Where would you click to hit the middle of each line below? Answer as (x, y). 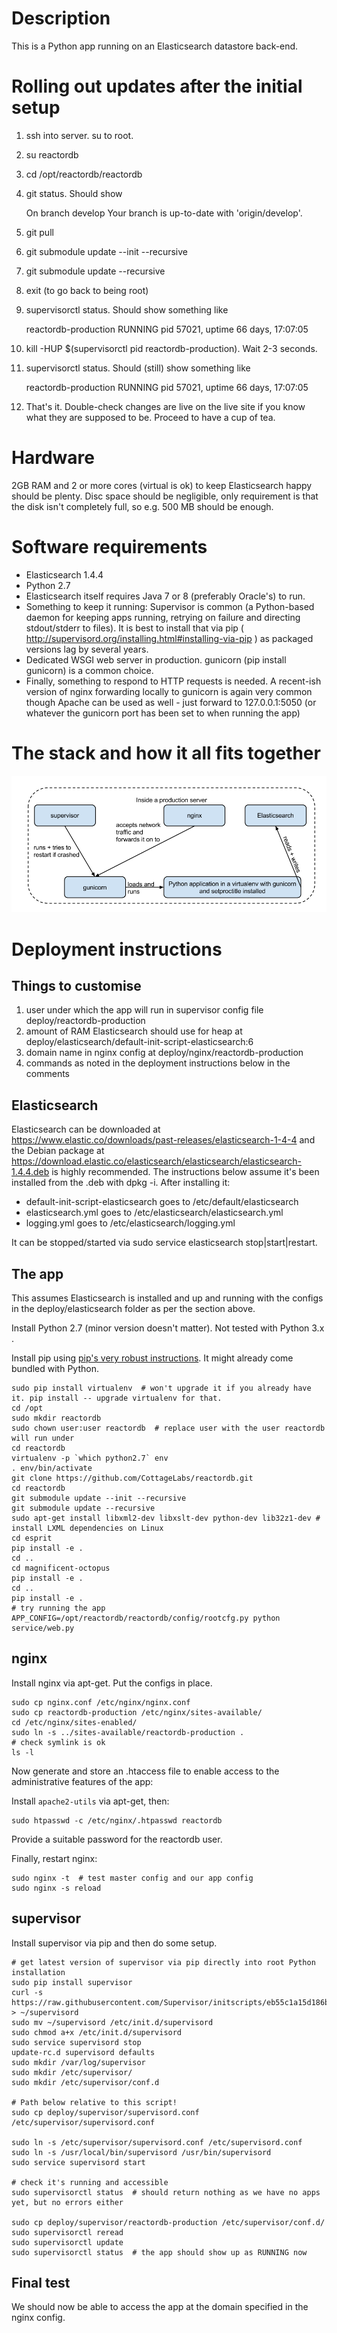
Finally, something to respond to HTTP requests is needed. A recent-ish (173, 681)
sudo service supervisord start (78, 2162)
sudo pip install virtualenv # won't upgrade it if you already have (161, 1388)
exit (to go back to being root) (87, 290)
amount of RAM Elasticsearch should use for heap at (134, 1031)
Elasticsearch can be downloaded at (86, 1129)
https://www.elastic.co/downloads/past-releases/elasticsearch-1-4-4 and (163, 1140)
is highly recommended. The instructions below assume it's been (185, 1172)
